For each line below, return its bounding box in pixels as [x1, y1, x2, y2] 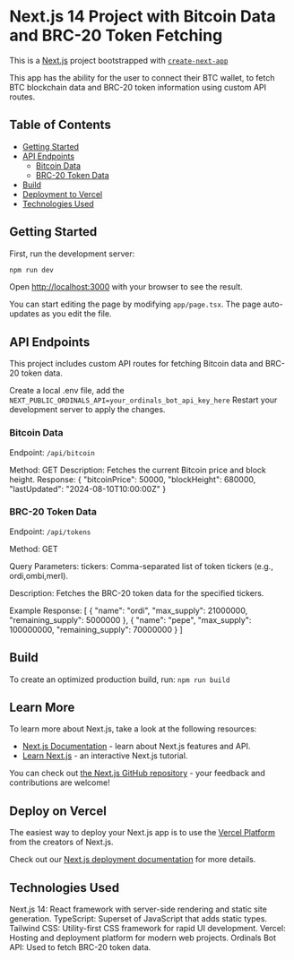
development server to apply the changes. [9, 404, 166, 415]
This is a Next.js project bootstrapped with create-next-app [9, 55, 229, 65]
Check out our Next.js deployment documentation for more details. [9, 854, 256, 865]
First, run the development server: [9, 248, 135, 259]
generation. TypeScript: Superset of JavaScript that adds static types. [9, 913, 267, 924]
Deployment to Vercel [22, 188, 103, 199]
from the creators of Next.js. [9, 836, 114, 848]
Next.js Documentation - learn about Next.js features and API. [22, 741, 251, 752]
